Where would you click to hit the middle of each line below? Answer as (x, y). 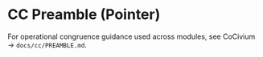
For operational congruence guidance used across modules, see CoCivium (131, 36)
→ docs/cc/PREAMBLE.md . (47, 44)
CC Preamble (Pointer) (84, 15)
